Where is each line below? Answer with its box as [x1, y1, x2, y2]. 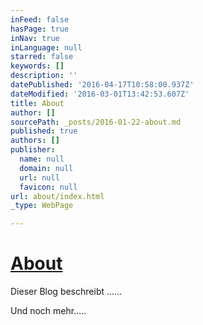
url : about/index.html [10, 191, 105, 201]
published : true [10, 126, 78, 136]
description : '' [10, 71, 78, 81]
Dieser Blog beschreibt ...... [10, 286, 123, 298]
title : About [10, 98, 65, 108]
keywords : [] [10, 61, 65, 71]
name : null [19, 154, 65, 164]
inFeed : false [10, 14, 70, 25]
